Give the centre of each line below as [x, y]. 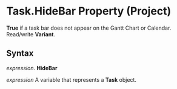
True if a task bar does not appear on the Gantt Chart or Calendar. [89, 28]
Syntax [20, 54]
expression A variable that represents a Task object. [71, 79]
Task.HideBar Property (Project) [89, 11]
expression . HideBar [32, 68]
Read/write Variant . [31, 34]
